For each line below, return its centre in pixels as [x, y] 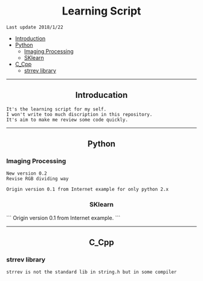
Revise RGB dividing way [37, 179]
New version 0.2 [27, 173]
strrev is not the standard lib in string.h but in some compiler [92, 272]
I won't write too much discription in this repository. [79, 114]
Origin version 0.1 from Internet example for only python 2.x [88, 189]
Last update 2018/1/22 [35, 27]
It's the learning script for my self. [56, 109]
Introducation [101, 95]
